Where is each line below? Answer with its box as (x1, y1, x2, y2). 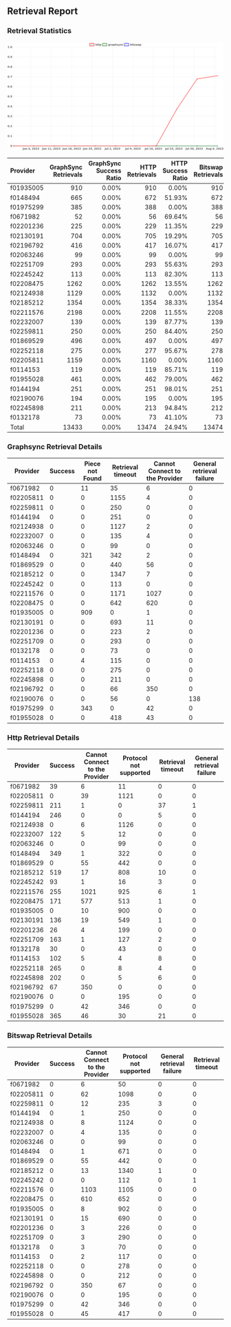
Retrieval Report (7, 6, 78, 17)
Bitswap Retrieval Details (7, 1031, 93, 1040)
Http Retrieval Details (7, 732, 80, 742)
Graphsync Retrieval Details (7, 442, 102, 452)
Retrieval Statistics (7, 26, 72, 36)
